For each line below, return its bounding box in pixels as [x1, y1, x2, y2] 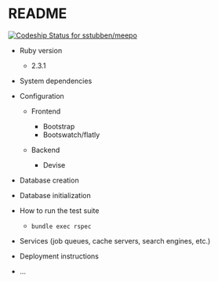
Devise [42, 160, 66, 169]
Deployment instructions [19, 251, 100, 261]
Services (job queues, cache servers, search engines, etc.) [19, 236, 211, 245]
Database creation [19, 175, 80, 185]
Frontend [31, 107, 61, 116]
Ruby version [19, 45, 63, 55]
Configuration [19, 91, 64, 100]
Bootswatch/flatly [42, 130, 100, 139]
